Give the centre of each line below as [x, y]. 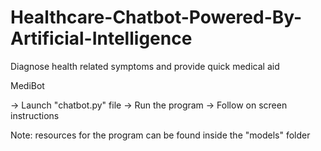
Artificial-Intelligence [101, 38]
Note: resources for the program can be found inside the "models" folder [160, 135]
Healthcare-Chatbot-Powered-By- [156, 17]
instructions [35, 115]
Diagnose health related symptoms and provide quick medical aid [145, 66]
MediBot [27, 85]
